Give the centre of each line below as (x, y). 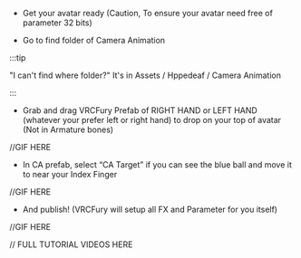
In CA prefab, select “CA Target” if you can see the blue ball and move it (157, 165)
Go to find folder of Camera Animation (94, 40)
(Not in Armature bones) (68, 129)
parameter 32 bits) (57, 23)
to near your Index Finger (70, 174)
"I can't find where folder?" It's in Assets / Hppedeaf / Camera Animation (146, 75)
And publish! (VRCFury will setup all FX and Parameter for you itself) (150, 209)
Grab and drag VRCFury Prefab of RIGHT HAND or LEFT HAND (140, 110)
